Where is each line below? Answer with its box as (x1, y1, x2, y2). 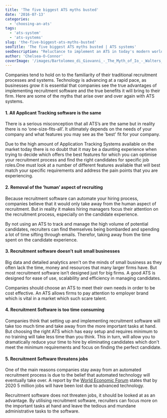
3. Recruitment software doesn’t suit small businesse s (5, 248, 120, 254)
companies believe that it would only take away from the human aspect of (5, 200, 157, 207)
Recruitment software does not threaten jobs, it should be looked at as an (5, 392, 156, 399)
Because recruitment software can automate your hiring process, (5, 195, 139, 201)
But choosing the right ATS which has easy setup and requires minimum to (5, 328, 158, 334)
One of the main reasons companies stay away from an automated (5, 367, 142, 373)
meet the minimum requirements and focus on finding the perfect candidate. (5, 344, 162, 350)
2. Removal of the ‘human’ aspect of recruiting (5, 184, 103, 190)
